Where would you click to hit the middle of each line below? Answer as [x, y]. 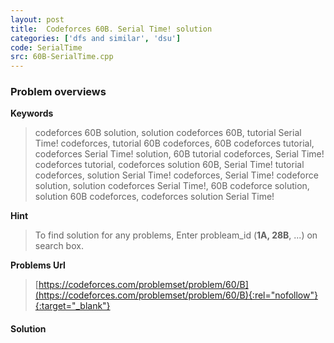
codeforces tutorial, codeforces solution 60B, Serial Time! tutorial [169, 165]
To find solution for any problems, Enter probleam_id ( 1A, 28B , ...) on [176, 235]
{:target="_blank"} [72, 306]
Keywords [32, 113]
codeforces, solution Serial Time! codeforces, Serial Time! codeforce [176, 175]
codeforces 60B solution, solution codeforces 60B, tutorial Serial [168, 133]
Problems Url [38, 265]
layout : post [37, 19]
